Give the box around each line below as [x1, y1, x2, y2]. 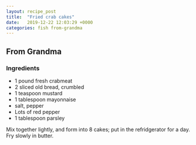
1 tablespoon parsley [14, 115, 65, 122]
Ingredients [6, 64, 40, 72]
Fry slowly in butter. [6, 132, 54, 139]
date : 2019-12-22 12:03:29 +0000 [6, 19, 93, 25]
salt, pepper [14, 102, 44, 109]
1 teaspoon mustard [14, 89, 63, 96]
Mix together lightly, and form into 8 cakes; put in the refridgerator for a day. [6, 126, 191, 133]
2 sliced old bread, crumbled [14, 83, 85, 91]
